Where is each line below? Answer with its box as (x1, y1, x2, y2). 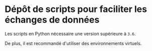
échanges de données (5, 14, 100, 25)
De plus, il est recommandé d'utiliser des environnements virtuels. (5, 40, 142, 46)
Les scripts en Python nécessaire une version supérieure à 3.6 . (5, 30, 136, 36)
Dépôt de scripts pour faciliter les (5, 3, 147, 15)
